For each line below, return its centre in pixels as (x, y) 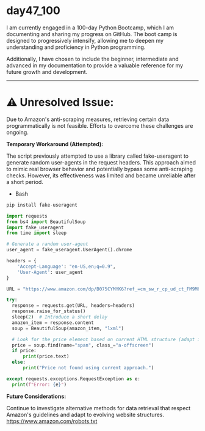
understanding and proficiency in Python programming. (76, 47)
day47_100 (34, 11)
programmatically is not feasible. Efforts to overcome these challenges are (100, 125)
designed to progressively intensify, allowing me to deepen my (85, 40)
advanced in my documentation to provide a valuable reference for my (95, 65)
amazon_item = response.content (53, 322)
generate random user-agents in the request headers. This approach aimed (101, 162)
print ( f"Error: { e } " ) (39, 385)
